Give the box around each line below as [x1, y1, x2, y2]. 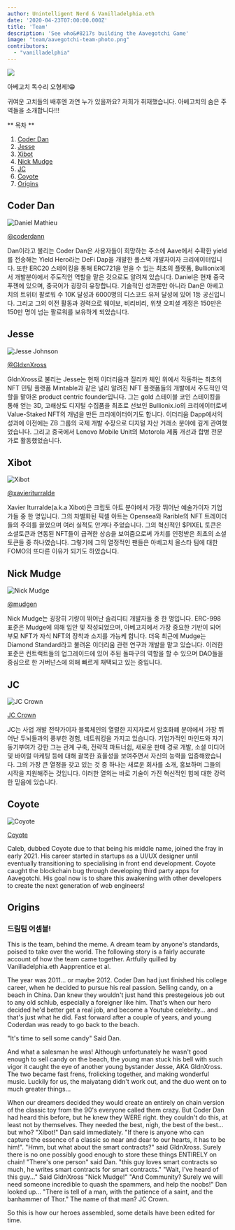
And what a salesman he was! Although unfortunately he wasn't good [7, 1047, 208, 1056]
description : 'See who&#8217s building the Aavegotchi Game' [7, 29, 190, 37]
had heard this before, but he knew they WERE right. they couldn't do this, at [7, 1113, 228, 1122]
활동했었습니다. [20, 436, 62, 444]
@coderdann [7, 232, 45, 240]
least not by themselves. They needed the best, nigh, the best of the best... [7, 1121, 224, 1129]
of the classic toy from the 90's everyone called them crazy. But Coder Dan [7, 1106, 225, 1115]
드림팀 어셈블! [7, 924, 51, 934]
